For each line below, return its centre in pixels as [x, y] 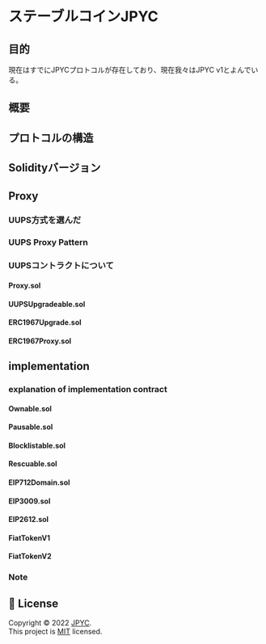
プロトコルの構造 [51, 138]
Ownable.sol [30, 408]
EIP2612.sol [29, 520]
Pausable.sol [31, 427]
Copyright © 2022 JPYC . [50, 623]
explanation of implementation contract [88, 389]
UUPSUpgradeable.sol [47, 304]
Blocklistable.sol [37, 445]
